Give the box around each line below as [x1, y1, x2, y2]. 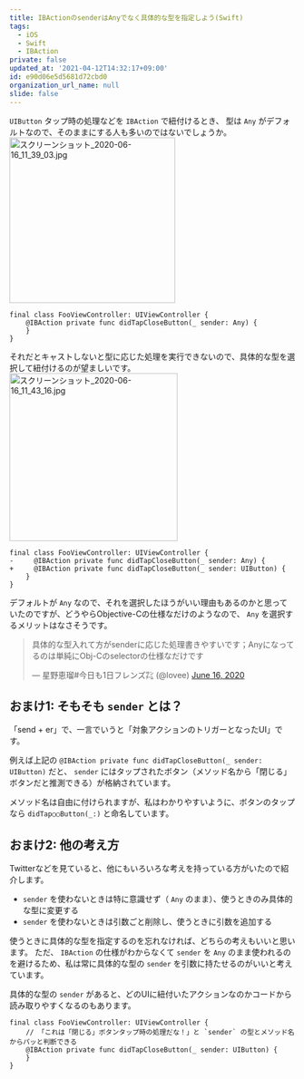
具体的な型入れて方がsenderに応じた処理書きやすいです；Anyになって [31, 638, 295, 649]
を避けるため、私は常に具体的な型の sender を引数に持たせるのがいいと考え [9, 958, 293, 969]
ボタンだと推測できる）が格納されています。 [9, 777, 175, 789]
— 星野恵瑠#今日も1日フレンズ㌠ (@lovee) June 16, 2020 [31, 669, 245, 680]
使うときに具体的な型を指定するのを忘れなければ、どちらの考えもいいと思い [9, 936, 296, 947]
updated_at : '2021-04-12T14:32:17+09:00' [9, 64, 169, 73]
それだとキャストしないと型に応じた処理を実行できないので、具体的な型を [9, 351, 288, 362]
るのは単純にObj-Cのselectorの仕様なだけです [31, 650, 204, 661]
